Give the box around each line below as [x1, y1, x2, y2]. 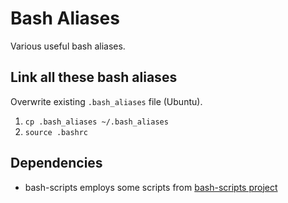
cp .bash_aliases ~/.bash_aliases [24, 117, 169, 127]
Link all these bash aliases [10, 69, 178, 86]
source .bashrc [24, 127, 89, 137]
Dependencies [10, 155, 103, 172]
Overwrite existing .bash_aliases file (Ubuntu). [10, 95, 203, 107]
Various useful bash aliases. [10, 40, 126, 52]
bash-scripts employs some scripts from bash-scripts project [24, 181, 278, 193]
